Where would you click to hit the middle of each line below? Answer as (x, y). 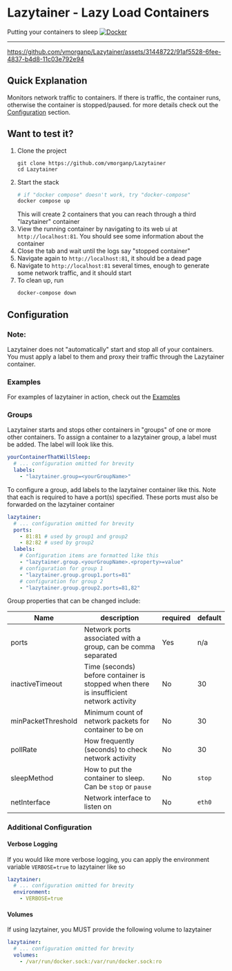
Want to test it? (40, 134)
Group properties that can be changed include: (74, 601)
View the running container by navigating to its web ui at (97, 229)
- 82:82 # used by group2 (57, 543)
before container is (115, 675)
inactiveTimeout (37, 684)
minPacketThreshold (44, 722)
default (209, 618)
